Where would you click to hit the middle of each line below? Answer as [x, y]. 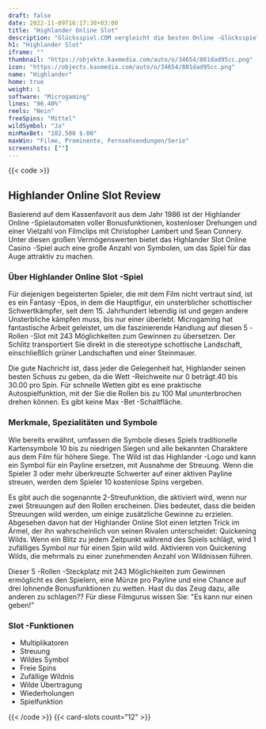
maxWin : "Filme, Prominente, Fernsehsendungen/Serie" [99, 140]
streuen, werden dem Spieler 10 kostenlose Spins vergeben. [106, 482]
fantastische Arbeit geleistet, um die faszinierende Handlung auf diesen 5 [128, 328]
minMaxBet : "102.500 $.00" [53, 133]
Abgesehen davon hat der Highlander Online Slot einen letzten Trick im [124, 522]
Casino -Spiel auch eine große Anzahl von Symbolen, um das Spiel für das [129, 248]
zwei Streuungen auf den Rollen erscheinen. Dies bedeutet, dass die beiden [132, 505]
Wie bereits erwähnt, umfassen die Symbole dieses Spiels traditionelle [123, 439]
